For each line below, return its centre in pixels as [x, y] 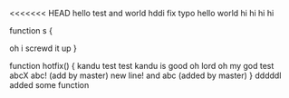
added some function [49, 85]
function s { [31, 30]
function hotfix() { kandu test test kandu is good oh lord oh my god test [142, 66]
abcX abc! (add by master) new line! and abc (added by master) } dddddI [146, 75]
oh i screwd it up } [43, 48]
